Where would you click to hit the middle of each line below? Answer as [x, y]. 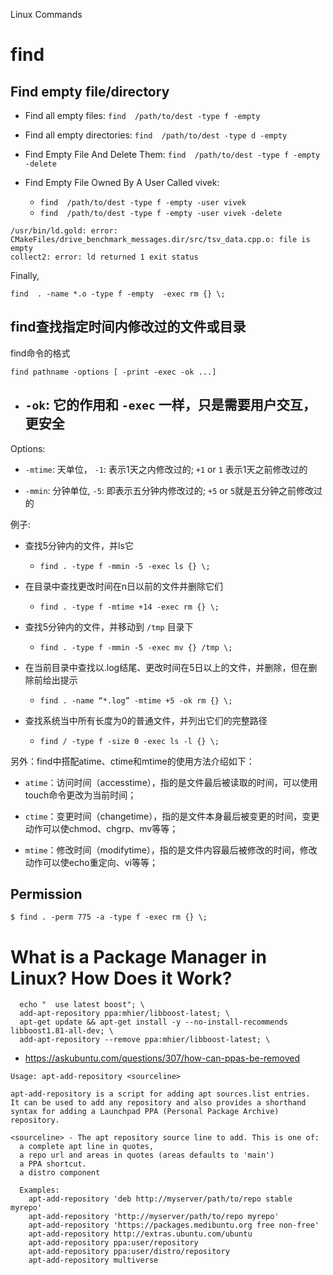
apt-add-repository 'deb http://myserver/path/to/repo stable [160, 1199]
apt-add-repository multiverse [93, 1260]
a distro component [60, 1173]
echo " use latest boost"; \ [82, 1005]
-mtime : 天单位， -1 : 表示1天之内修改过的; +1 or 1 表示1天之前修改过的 [166, 469]
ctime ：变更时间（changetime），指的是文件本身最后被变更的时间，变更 [172, 816]
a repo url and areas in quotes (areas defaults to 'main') [147, 1155]
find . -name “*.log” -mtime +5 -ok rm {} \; [136, 700]
